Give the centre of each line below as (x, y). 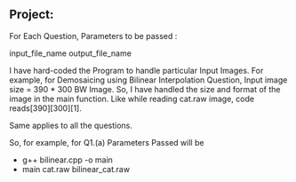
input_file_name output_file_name (70, 53)
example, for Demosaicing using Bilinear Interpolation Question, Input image (148, 80)
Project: (32, 15)
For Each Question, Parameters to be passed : (93, 36)
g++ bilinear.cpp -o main (68, 160)
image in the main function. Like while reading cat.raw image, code (132, 99)
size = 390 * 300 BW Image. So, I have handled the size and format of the (145, 89)
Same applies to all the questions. (71, 125)
